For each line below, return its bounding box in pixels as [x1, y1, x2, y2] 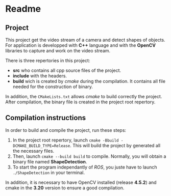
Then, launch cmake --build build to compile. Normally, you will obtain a [12, 153, 166, 159]
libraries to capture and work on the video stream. [5, 48, 111, 53]
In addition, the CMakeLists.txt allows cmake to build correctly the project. [5, 94, 162, 99]
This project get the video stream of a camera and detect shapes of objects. [5, 37, 165, 43]
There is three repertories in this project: [5, 58, 90, 64]
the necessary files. [12, 148, 55, 154]
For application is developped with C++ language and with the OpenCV [5, 42, 156, 48]
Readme [5, 3, 41, 15]
